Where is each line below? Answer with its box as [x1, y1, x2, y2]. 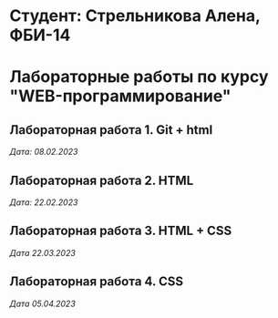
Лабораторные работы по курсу [9, 67, 269, 87]
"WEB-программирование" [9, 86, 232, 107]
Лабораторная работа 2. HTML [9, 172, 194, 188]
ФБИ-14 [9, 25, 71, 46]
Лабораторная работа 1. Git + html [9, 122, 213, 138]
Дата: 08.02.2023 [9, 147, 78, 158]
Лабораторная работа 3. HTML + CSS [9, 223, 232, 239]
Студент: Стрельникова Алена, [9, 5, 261, 26]
